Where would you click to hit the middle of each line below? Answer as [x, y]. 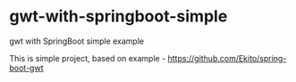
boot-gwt [26, 68]
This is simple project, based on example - [88, 58]
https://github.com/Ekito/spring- [227, 58]
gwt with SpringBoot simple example [77, 41]
